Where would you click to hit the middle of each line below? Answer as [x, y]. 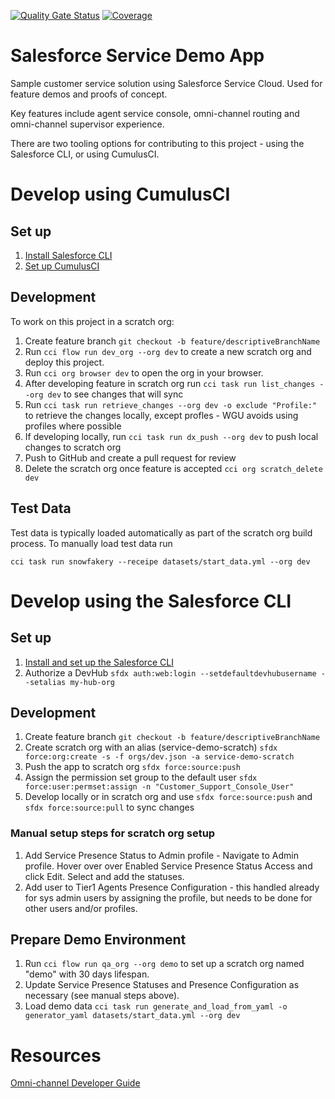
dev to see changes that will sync [115, 394]
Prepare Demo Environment [98, 940]
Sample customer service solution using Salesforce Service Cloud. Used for [166, 83]
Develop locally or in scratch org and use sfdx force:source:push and [168, 797]
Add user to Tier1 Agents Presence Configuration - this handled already [172, 887]
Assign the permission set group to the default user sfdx [141, 777]
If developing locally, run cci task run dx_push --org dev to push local [171, 436]
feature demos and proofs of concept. [89, 94]
